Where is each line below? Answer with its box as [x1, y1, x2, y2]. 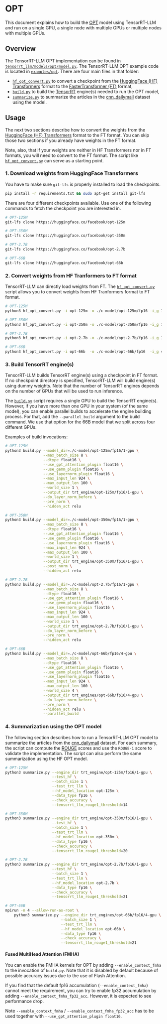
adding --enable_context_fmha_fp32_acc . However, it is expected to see [5, 993, 152, 999]
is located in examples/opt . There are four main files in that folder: [5, 68, 139, 74]
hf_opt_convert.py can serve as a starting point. [5, 157, 104, 163]
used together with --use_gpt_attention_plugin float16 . [5, 1013, 122, 1019]
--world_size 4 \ [43, 688, 79, 693]
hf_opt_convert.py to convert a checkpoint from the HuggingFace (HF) [12, 78, 158, 84]
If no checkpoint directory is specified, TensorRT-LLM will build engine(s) [5, 378, 156, 384]
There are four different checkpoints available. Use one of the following [5, 200, 152, 206]
